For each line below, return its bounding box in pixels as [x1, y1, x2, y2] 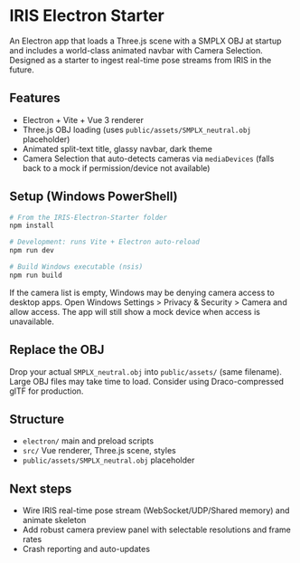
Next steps [9, 481, 72, 496]
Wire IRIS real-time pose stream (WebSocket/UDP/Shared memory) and [22, 505, 290, 516]
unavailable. [9, 316, 54, 327]
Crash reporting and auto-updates [22, 544, 151, 555]
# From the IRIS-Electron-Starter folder [9, 213, 168, 222]
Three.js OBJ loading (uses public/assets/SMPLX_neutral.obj [22, 124, 251, 135]
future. [9, 64, 34, 75]
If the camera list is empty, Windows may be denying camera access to [9, 287, 276, 298]
